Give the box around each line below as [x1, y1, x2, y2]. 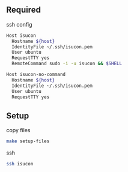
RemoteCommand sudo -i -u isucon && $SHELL [11, 60, 122, 67]
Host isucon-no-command [6, 72, 66, 78]
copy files [6, 127, 31, 134]
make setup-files [6, 138, 50, 144]
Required [6, 5, 41, 15]
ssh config [6, 21, 32, 28]
